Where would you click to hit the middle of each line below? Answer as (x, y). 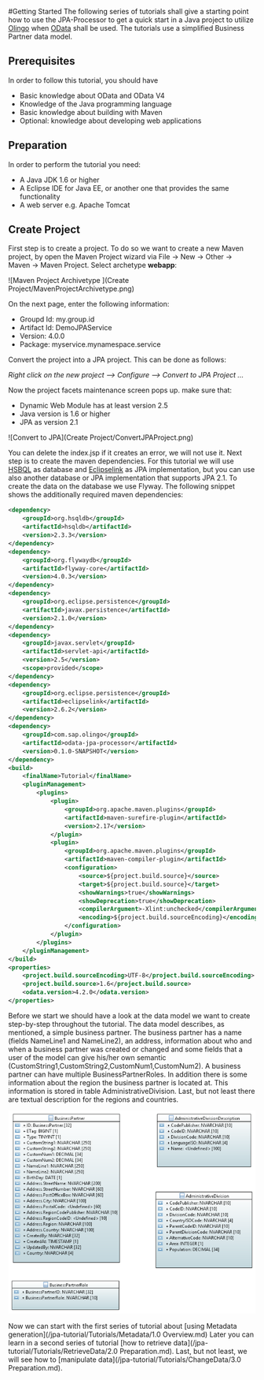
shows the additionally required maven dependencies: (95, 495)
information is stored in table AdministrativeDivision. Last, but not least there (132, 1091)
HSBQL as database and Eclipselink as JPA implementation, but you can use (132, 470)
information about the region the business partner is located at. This (118, 1082)
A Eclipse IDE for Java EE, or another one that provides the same (124, 188)
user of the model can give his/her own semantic (87, 1057)
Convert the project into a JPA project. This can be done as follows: (117, 360)
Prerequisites (42, 61)
